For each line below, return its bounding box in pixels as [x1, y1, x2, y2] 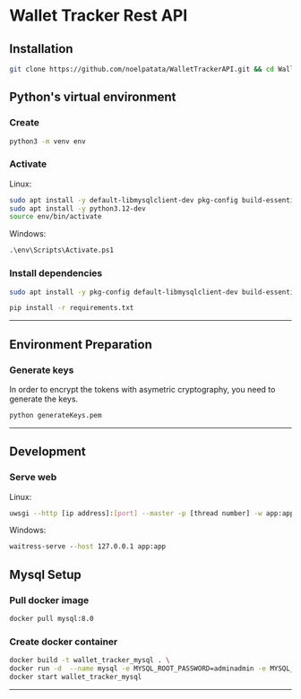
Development [9, 444, 87, 460]
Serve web [9, 471, 57, 484]
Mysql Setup [9, 566, 82, 582]
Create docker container [9, 635, 118, 648]
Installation [9, 41, 73, 56]
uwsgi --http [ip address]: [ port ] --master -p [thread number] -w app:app [9, 508, 295, 518]
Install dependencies [9, 267, 103, 280]
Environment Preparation [9, 337, 152, 352]
